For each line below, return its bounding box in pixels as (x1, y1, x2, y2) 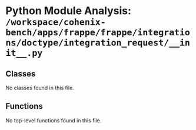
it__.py (5, 48, 43, 59)
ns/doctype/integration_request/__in (5, 37, 191, 48)
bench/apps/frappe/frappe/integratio (5, 27, 191, 38)
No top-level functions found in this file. (5, 116, 102, 124)
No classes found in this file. (5, 84, 74, 91)
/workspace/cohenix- (5, 16, 107, 28)
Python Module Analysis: (5, 4, 132, 18)
